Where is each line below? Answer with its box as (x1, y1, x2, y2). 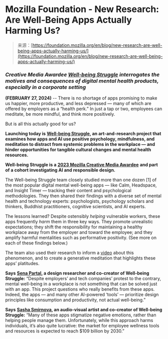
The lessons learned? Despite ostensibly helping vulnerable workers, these (5, 213, 160, 219)
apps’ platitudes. (5, 261, 40, 267)
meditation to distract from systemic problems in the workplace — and (5, 141, 155, 147)
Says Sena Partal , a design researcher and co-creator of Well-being (5, 270, 149, 276)
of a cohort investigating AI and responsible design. (5, 167, 116, 173)
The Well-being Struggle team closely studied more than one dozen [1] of (5, 177, 157, 183)
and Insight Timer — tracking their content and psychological (5, 188, 132, 194)
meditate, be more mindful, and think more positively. (5, 111, 115, 117)
